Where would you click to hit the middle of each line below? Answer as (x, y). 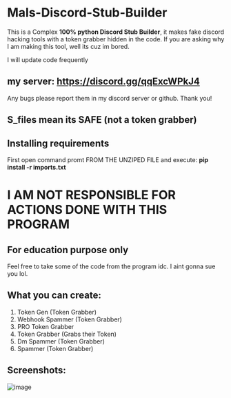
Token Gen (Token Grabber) (57, 312)
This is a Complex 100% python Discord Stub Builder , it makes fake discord (116, 32)
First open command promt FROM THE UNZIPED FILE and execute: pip (108, 159)
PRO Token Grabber (46, 326)
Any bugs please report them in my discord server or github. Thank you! (110, 98)
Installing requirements (58, 143)
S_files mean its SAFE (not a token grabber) (102, 120)
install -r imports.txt (37, 167)
